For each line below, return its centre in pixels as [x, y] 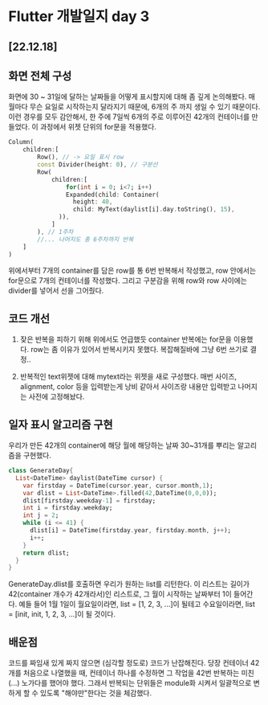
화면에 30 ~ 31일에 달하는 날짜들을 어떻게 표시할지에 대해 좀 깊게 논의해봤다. [128, 96]
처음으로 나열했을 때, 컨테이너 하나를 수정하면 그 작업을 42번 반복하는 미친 [138, 673]
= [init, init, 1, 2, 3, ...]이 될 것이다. [62, 614]
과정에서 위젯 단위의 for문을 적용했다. [98, 127]
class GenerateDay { [41, 471]
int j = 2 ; [41, 515]
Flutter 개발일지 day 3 [79, 16]
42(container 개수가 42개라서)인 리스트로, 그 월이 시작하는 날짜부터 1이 [120, 594]
